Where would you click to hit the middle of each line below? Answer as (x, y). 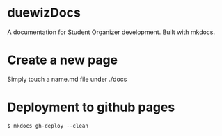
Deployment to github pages (91, 107)
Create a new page (63, 60)
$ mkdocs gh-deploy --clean (48, 126)
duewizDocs (44, 13)
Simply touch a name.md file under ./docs (67, 79)
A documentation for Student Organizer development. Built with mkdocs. (111, 32)
